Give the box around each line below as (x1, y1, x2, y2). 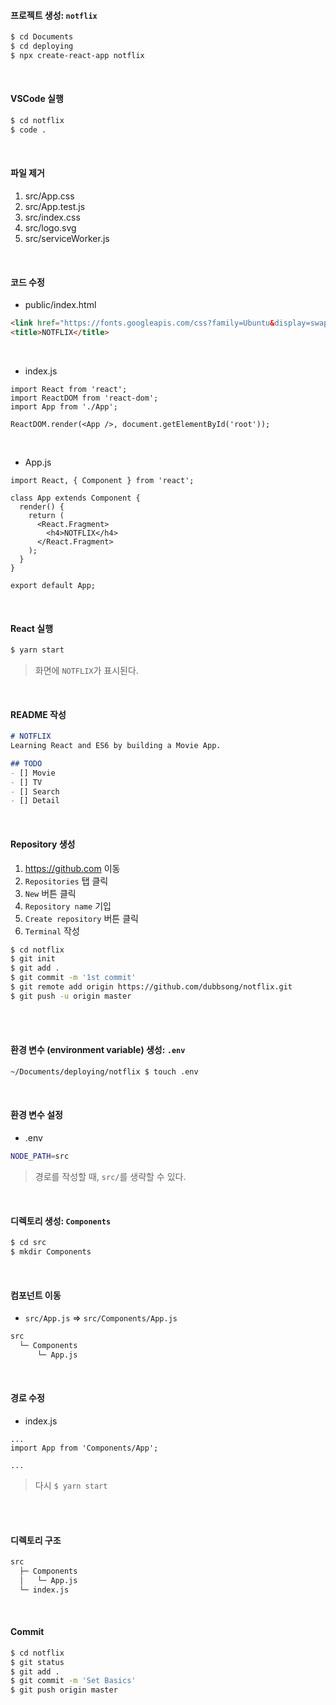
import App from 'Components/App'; (10, 1443, 159, 1453)
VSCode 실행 (10, 93, 64, 105)
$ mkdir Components (10, 1247, 92, 1257)
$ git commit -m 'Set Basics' (10, 1676, 137, 1686)
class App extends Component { (10, 493, 141, 503)
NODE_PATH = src (10, 1151, 70, 1162)
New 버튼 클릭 (24, 887, 77, 899)
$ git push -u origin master (10, 991, 132, 1001)
